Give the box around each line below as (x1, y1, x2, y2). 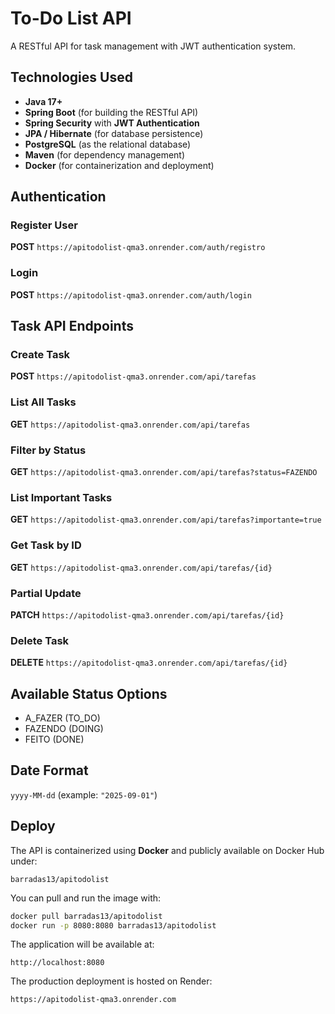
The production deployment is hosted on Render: (10, 975, 213, 987)
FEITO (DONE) (24, 733, 85, 746)
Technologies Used (10, 69, 133, 86)
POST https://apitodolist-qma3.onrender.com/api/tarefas (10, 370, 257, 382)
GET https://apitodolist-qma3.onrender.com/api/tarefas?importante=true (10, 513, 322, 526)
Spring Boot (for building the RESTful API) (24, 106, 199, 118)
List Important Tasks (10, 490, 113, 504)
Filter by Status (10, 443, 87, 457)
